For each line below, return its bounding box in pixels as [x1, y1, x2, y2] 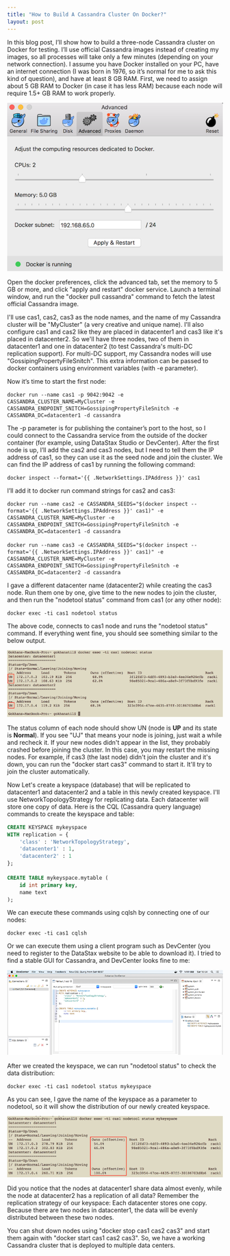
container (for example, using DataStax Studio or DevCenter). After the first [7, 439, 219, 447]
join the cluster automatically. [7, 767, 90, 776]
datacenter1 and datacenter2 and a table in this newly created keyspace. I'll [7, 788, 220, 796]
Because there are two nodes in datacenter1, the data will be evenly [7, 1206, 199, 1214]
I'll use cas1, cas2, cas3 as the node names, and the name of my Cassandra [7, 312, 221, 321]
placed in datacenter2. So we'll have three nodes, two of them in [7, 334, 190, 343]
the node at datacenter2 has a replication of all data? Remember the [7, 1191, 199, 1199]
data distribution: [7, 1069, 55, 1077]
